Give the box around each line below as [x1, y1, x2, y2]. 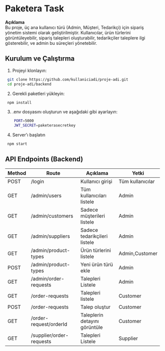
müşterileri [80, 212, 106, 219]
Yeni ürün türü [80, 261, 113, 268]
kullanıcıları [80, 192, 107, 199]
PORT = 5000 [14, 119, 34, 124]
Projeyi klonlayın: [12, 67, 47, 73]
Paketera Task [5, 3, 64, 14]
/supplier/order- [31, 332, 69, 339]
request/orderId [31, 320, 68, 327]
